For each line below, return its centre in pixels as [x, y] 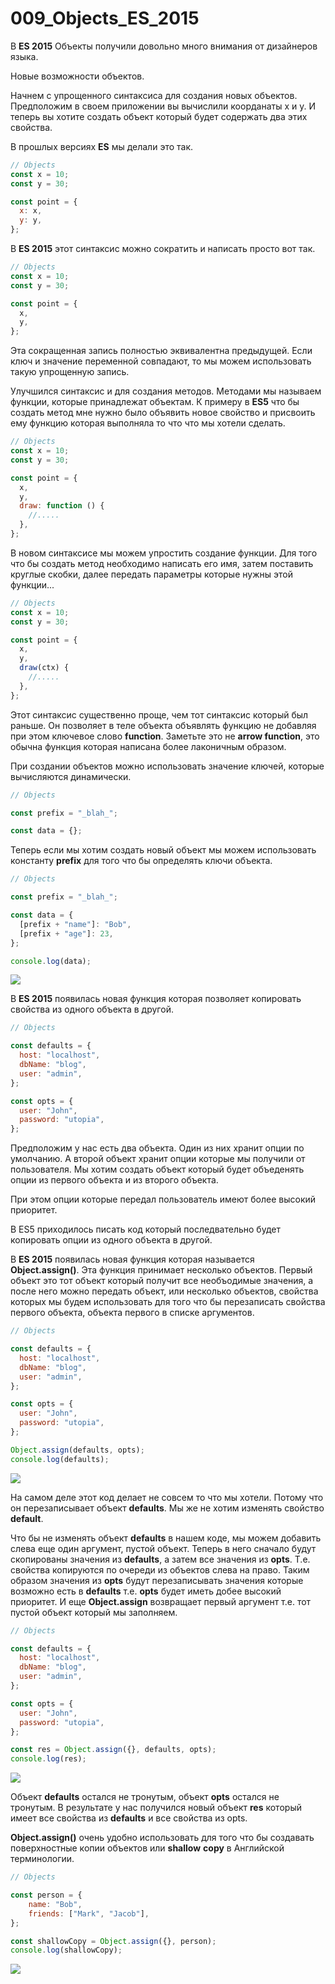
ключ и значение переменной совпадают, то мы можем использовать [161, 361]
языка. [24, 56]
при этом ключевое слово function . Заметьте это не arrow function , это [165, 736]
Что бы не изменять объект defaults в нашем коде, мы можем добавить [166, 1538]
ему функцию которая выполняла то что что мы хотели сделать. [148, 423]
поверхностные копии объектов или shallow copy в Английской [147, 1848]
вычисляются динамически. [71, 776]
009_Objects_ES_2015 [105, 18]
